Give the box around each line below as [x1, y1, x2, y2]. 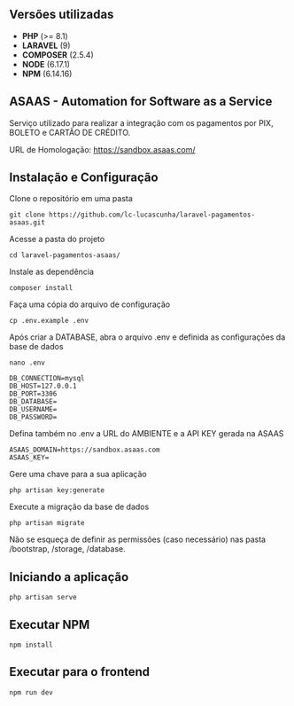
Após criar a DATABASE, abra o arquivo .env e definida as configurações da [9, 332, 286, 342]
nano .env [9, 358, 46, 367]
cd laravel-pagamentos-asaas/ [9, 251, 121, 260]
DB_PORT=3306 [9, 389, 58, 398]
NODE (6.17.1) [21, 59, 71, 69]
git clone [9, 210, 46, 220]
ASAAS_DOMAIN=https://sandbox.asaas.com [9, 445, 161, 455]
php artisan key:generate [9, 486, 104, 495]
